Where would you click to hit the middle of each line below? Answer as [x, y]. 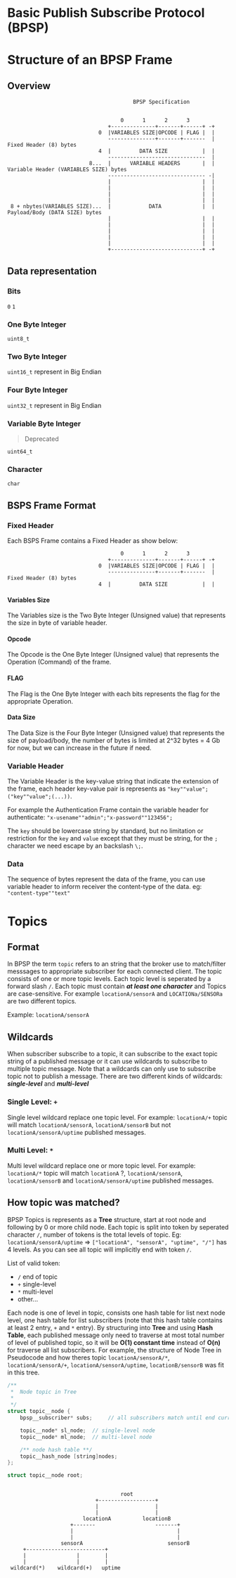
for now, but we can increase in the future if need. [80, 748]
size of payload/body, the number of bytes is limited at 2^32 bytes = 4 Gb [114, 740]
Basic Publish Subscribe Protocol [106, 13]
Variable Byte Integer [44, 423]
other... [28, 1299]
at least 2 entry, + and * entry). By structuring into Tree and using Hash [110, 1327]
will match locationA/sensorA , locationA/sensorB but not [89, 1124]
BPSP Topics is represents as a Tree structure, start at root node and [107, 1219]
